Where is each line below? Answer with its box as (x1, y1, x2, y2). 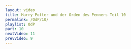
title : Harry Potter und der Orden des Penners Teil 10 (5, 12, 126, 17)
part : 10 (5, 27, 24, 32)
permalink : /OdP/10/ (5, 17, 49, 22)
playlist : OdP (5, 21, 36, 27)
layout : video (5, 7, 36, 13)
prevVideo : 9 (5, 36, 33, 41)
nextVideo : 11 (5, 31, 36, 36)
